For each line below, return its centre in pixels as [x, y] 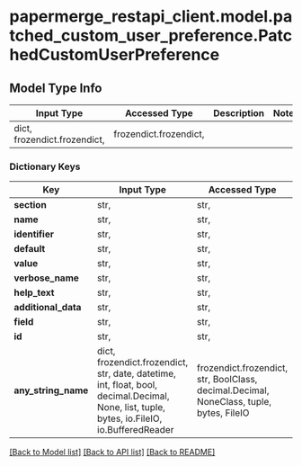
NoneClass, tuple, [234, 402]
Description [239, 113]
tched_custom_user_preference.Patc [151, 36]
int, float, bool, [127, 385]
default [30, 249]
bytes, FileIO [223, 413]
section [30, 205]
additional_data [48, 308]
